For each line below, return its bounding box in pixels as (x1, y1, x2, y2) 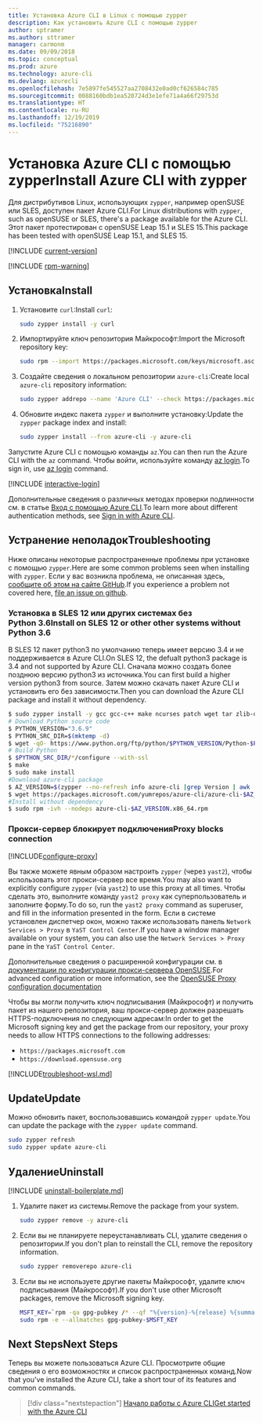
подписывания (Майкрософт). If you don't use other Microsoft (19, 1285, 222, 1294)
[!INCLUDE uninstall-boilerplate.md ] (8, 1186, 124, 1195)
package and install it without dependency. (8, 695, 147, 705)
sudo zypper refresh (8, 1136, 76, 1144)
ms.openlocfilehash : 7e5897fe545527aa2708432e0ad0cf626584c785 (8, 84, 219, 93)
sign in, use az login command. (8, 464, 109, 473)
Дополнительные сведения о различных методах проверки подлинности (8, 494, 254, 503)
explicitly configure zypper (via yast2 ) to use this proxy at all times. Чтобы (8, 883, 246, 892)
